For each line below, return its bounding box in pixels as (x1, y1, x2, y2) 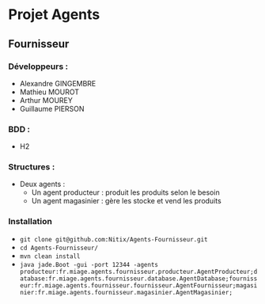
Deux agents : (19, 180, 66, 189)
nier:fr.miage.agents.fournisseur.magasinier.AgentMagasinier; (19, 288, 233, 296)
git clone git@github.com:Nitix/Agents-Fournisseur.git (19, 235, 208, 243)
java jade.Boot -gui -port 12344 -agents (19, 260, 158, 268)
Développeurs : (8, 61, 69, 72)
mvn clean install (19, 252, 81, 260)
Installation (8, 216, 53, 227)
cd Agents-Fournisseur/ (19, 244, 99, 252)
